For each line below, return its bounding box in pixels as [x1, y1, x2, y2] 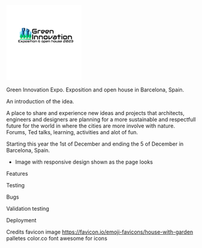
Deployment [6, 217, 37, 224]
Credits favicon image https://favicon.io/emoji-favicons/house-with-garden [6, 228, 194, 235]
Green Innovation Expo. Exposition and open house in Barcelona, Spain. [6, 86, 185, 93]
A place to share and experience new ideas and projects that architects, [6, 110, 185, 116]
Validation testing [6, 205, 49, 212]
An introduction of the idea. [6, 98, 74, 105]
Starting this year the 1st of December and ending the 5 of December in [6, 140, 184, 147]
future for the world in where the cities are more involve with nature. [6, 122, 175, 129]
